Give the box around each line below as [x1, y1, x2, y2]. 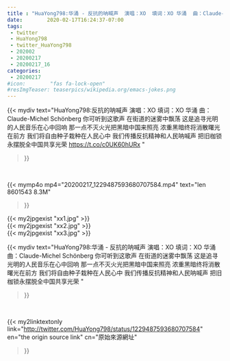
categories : [7, 67, 41, 74]
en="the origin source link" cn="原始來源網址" [7, 333, 138, 341]
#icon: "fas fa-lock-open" [7, 80, 106, 87]
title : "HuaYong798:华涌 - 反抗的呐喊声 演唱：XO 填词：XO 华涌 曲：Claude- [7, 10, 225, 17]
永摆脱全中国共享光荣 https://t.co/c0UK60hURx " [7, 140, 145, 149]
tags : [7, 23, 23, 29]
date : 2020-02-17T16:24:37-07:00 [7, 16, 125, 23]
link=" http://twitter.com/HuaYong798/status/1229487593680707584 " [7, 325, 203, 333]
